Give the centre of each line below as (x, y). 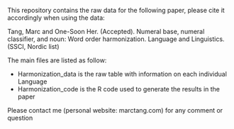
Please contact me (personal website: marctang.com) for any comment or (115, 110)
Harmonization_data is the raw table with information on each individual (122, 74)
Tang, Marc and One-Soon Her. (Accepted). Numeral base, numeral (106, 32)
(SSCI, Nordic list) (33, 46)
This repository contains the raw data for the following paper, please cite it (116, 10)
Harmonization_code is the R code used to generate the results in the (119, 89)
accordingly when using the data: (56, 18)
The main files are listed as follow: (57, 60)
